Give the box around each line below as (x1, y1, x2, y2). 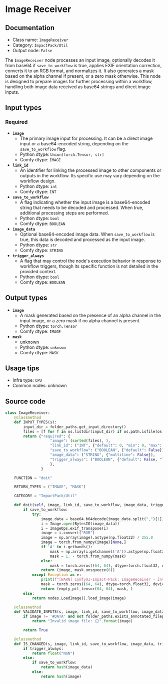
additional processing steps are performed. (19, 209, 109, 216)
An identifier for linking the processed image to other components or (19, 167, 161, 173)
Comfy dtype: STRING (19, 247, 63, 253)
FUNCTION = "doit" (14, 475, 52, 481)
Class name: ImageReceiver (12, 37, 68, 43)
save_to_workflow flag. (19, 146, 66, 152)
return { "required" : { (23, 433, 70, 439)
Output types (5, 294, 47, 302)
